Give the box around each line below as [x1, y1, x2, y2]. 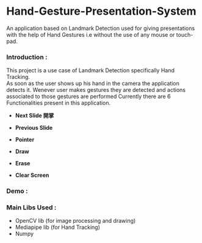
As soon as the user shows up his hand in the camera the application [6, 80, 180, 87]
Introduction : [6, 53, 48, 61]
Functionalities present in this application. [6, 99, 111, 107]
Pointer [15, 136, 35, 143]
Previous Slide [15, 124, 53, 132]
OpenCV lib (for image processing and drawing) [15, 217, 136, 225]
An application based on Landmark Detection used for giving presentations [6, 24, 195, 32]
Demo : [6, 187, 28, 195]
